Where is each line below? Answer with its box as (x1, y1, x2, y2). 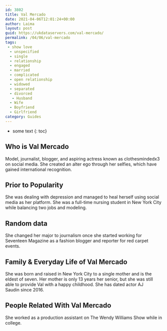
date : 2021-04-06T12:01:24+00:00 (5, 16, 75, 21)
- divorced (9, 91, 32, 96)
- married (9, 68, 30, 73)
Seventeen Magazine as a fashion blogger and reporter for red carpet (5, 238, 148, 244)
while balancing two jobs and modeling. (5, 204, 87, 210)
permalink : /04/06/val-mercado (5, 35, 70, 40)
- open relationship (9, 77, 52, 82)
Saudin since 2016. (5, 287, 44, 292)
